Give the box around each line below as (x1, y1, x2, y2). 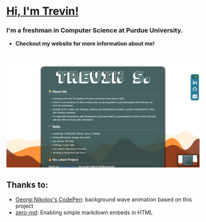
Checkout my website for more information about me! (15, 40, 155, 47)
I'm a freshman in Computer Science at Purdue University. (6, 26, 183, 35)
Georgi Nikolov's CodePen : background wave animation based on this (15, 196, 192, 203)
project (15, 202, 34, 209)
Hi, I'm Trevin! (6, 4, 79, 18)
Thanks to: (6, 179, 48, 190)
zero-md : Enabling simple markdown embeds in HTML (15, 209, 153, 216)
